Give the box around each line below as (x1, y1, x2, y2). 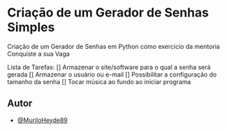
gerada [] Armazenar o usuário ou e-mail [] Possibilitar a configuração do (7, 70, 217, 79)
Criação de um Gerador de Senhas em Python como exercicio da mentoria (7, 42, 220, 50)
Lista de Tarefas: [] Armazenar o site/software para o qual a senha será (7, 63, 211, 71)
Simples (7, 19, 56, 35)
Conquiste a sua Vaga (7, 50, 70, 58)
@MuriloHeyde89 (17, 116, 68, 124)
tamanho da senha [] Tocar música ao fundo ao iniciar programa (7, 77, 192, 85)
